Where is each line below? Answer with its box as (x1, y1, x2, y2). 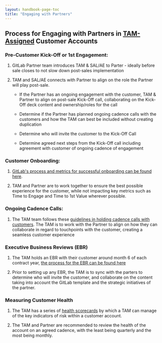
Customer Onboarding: (5, 158, 60, 164)
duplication (19, 121, 42, 127)
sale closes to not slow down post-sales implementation (12, 68, 124, 74)
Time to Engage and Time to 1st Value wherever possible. (12, 193, 127, 199)
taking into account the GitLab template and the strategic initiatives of (12, 280, 151, 285)
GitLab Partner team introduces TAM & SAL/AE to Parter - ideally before (12, 62, 155, 68)
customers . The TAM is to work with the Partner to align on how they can (12, 221, 158, 227)
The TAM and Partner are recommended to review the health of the (12, 322, 146, 328)
